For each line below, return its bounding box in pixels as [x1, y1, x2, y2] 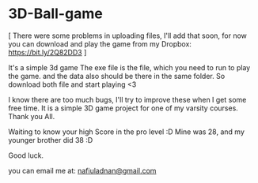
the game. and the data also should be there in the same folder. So [8, 71, 226, 80]
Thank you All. [8, 111, 55, 121]
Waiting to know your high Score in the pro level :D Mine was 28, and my [8, 127, 245, 136]
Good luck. [8, 151, 44, 160]
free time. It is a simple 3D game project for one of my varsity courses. [8, 103, 239, 113]
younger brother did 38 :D [8, 135, 93, 144]
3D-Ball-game [8, 5, 103, 23]
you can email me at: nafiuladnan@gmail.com [8, 166, 157, 175]
